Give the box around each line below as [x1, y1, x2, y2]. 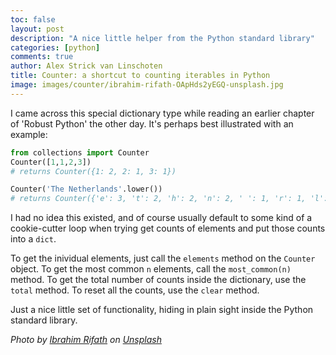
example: [10, 128, 48, 140]
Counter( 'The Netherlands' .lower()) [10, 184, 163, 195]
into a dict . [10, 233, 57, 245]
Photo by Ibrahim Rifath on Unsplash [10, 334, 162, 346]
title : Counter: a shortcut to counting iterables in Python [10, 71, 271, 81]
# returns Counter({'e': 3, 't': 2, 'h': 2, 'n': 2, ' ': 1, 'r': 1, [10, 194, 307, 204]
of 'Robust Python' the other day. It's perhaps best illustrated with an [10, 117, 294, 130]
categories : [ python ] [10, 42, 101, 53]
